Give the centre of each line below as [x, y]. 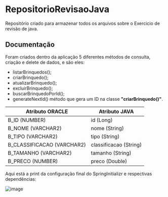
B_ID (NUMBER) [27, 120]
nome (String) [107, 128]
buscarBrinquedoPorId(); [38, 93]
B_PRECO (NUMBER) [33, 161]
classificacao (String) [116, 144]
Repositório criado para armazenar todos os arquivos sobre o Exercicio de [83, 23]
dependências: [21, 179]
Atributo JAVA [116, 111]
